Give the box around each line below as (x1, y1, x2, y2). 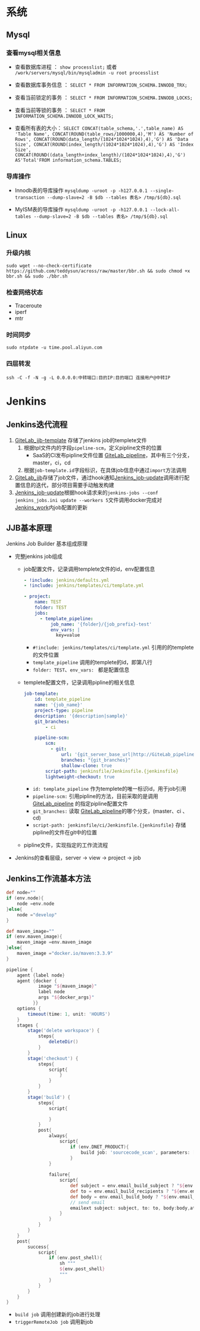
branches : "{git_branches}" (61, 757, 131, 763)
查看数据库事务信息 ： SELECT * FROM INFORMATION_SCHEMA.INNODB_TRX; (14, 81, 187, 88)
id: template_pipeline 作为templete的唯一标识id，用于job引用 (32, 785, 186, 793)
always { (48, 1133, 68, 1139)
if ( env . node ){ (6, 895, 44, 901)
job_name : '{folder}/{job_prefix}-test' (50, 621, 152, 627)
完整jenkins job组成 (14, 553, 62, 560)
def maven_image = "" (6, 928, 55, 934)
